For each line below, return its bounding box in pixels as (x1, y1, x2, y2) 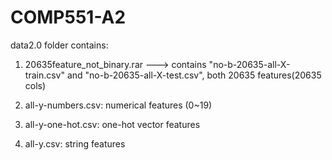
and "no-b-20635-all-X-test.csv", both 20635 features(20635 (66, 69, 322, 81)
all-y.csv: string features (24, 137, 126, 150)
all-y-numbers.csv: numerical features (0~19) (24, 99, 213, 111)
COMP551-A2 (10, 6, 127, 29)
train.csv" (24, 69, 65, 81)
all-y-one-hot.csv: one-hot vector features (24, 118, 201, 130)
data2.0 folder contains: (10, 39, 109, 51)
